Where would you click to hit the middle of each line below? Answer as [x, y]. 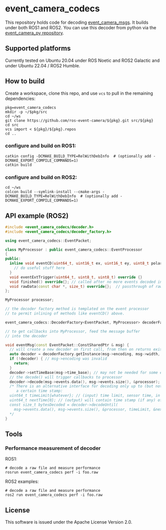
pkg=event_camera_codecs [31, 107]
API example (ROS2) [37, 216]
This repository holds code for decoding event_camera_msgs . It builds [77, 22]
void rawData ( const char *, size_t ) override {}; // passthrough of [82, 286]
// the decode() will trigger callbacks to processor [66, 377]
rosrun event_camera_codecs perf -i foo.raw [52, 473]
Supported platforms [38, 48]
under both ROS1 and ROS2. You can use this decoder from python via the [81, 27]
